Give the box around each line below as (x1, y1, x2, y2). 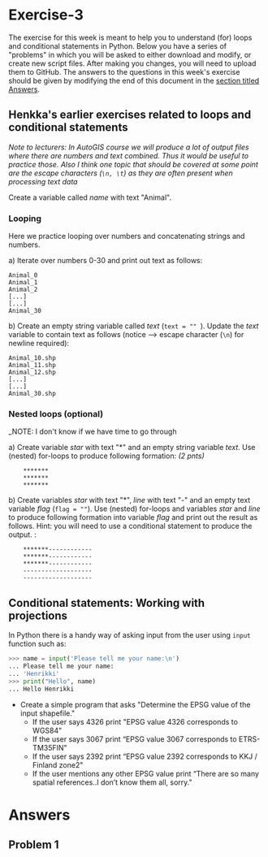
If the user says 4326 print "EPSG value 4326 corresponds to (32, 716, 238, 726)
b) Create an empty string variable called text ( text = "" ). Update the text (8, 321, 259, 331)
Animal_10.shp (8, 354, 57, 362)
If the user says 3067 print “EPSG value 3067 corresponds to (32, 734, 237, 744)
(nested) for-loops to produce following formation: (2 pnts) (8, 451, 205, 461)
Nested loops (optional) (8, 408, 104, 419)
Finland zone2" (32, 760, 84, 769)
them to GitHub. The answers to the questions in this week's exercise (8, 67, 240, 76)
